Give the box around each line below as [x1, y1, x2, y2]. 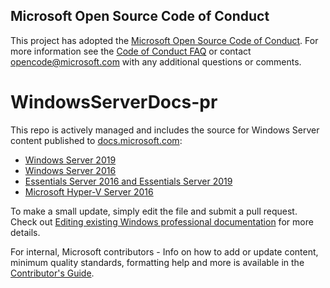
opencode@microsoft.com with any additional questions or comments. [10, 55, 302, 68]
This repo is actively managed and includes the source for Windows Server [10, 124, 320, 136]
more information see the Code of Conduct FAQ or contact [10, 45, 252, 57]
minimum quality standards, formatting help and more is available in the [10, 256, 305, 268]
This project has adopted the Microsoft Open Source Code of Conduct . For [10, 34, 319, 46]
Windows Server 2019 [24, 154, 117, 166]
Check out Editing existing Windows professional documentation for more [10, 215, 314, 228]
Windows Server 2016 [24, 164, 117, 176]
